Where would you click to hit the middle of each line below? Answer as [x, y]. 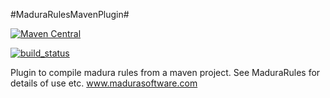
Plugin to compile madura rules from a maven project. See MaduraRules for [165, 72]
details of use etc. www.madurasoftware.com [104, 83]
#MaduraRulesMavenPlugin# [70, 14]
